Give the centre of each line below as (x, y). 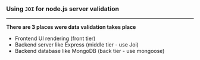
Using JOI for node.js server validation (62, 9)
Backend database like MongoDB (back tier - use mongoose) (90, 51)
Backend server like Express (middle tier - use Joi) (76, 45)
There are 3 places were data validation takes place (71, 27)
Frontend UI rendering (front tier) (55, 39)
